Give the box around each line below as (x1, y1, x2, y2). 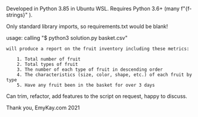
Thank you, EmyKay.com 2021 (6, 104, 80, 111)
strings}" (6, 11, 28, 18)
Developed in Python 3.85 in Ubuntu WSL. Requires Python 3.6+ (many (6, 5, 180, 12)
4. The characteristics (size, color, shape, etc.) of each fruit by (17, 72, 193, 78)
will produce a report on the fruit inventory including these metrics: (6, 46, 190, 52)
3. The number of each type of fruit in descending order (17, 67, 163, 72)
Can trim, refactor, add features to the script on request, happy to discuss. (6, 93, 188, 100)
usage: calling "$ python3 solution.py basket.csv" (6, 34, 128, 41)
